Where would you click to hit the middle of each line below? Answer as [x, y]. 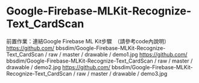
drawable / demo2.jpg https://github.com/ [58, 67]
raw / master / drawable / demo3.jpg [122, 73]
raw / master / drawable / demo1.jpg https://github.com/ [118, 54]
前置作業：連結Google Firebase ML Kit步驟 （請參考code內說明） [88, 41]
